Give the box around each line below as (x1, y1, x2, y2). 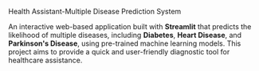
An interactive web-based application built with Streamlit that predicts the (8, 22, 252, 31)
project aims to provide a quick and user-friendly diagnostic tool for (8, 47, 230, 56)
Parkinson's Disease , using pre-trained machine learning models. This (8, 39, 241, 48)
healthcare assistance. (8, 55, 83, 65)
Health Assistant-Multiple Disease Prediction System (8, 7, 182, 16)
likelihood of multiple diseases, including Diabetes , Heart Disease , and (8, 31, 241, 39)
